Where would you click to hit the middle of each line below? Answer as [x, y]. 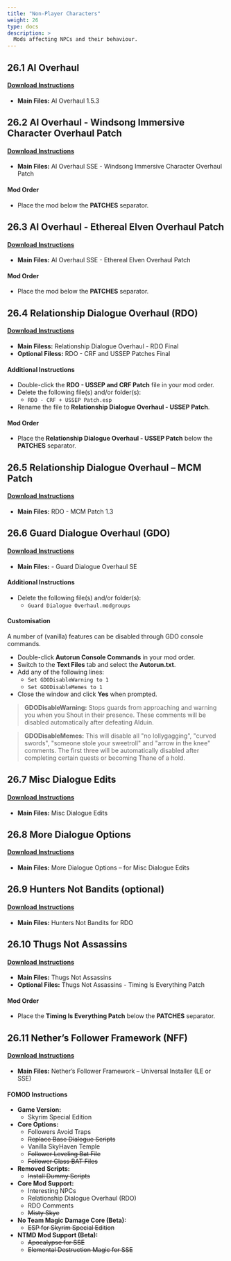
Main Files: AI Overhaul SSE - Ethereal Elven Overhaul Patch [104, 260]
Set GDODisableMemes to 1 [65, 687]
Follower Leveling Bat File [64, 1154]
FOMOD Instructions [37, 1094]
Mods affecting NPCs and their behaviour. [76, 40]
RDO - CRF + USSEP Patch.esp [70, 400]
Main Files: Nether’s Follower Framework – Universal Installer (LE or [114, 1071]
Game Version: [39, 1110]
